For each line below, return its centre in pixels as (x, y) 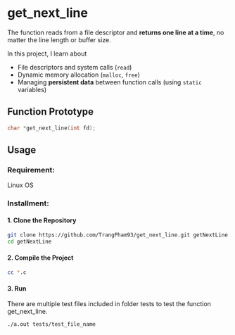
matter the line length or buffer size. (59, 39)
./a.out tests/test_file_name (52, 324)
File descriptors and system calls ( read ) (75, 67)
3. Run (17, 288)
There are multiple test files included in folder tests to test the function (109, 304)
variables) (32, 89)
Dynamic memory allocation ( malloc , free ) (79, 75)
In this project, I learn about (47, 53)
